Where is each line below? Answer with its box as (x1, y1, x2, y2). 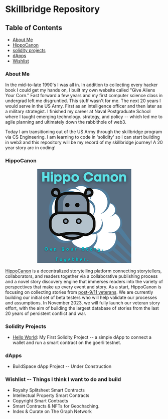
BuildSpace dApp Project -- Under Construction (12, 363, 112, 369)
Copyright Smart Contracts (12, 398, 69, 404)
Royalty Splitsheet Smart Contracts (12, 387, 85, 393)
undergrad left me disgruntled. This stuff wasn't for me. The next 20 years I (5, 98, 161, 104)
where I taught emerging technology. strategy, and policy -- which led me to (5, 114, 163, 120)
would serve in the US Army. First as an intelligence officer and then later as (5, 103, 162, 109)
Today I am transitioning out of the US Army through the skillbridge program (5, 129, 162, 135)
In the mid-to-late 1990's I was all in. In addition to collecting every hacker (5, 82, 158, 88)
